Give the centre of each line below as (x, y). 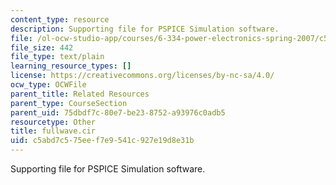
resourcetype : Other (53, 122)
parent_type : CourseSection (69, 103)
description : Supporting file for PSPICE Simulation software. (145, 29)
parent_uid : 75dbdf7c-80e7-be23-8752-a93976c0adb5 (118, 112)
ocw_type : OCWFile (48, 85)
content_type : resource (60, 19)
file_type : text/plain (57, 57)
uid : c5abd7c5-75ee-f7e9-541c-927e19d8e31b (102, 141)
